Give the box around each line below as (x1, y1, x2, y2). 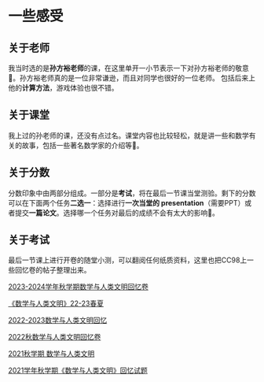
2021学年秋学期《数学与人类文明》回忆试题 (8, 365, 148, 375)
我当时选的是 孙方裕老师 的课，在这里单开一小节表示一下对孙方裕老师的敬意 (8, 64, 249, 72)
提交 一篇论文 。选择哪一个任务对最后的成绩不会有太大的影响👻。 (14, 208, 220, 217)
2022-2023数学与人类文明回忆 (8, 316, 108, 325)
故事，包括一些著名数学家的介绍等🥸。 (21, 140, 144, 150)
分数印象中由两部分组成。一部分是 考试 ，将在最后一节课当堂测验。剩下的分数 (8, 188, 256, 198)
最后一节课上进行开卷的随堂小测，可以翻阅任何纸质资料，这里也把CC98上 (8, 255, 247, 265)
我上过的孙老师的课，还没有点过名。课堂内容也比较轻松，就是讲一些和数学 (8, 131, 249, 140)
